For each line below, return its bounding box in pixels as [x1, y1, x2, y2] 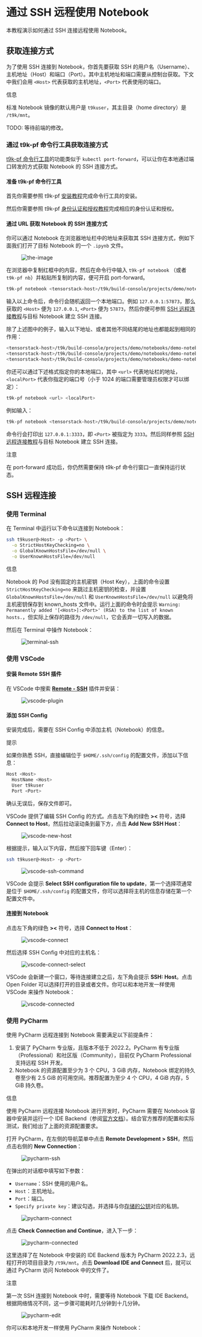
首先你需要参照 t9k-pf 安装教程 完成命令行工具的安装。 [6, 192, 141, 199]
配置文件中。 [6, 895, 38, 902]
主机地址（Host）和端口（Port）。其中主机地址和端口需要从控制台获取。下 [6, 70, 189, 78]
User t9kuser [11, 782, 44, 788]
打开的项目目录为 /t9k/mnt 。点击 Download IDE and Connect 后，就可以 [11, 1259, 191, 1267]
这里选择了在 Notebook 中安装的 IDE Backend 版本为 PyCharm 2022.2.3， [6, 1251, 191, 1259]
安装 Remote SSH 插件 [6, 670, 62, 678]
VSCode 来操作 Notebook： [6, 988, 75, 996]
